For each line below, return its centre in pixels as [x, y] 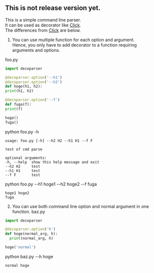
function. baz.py [29, 211]
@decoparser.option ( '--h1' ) [34, 77]
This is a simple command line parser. [43, 20]
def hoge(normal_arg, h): [31, 234]
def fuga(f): [18, 105]
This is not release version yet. [53, 8]
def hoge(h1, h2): [24, 87]
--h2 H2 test [23, 166]
